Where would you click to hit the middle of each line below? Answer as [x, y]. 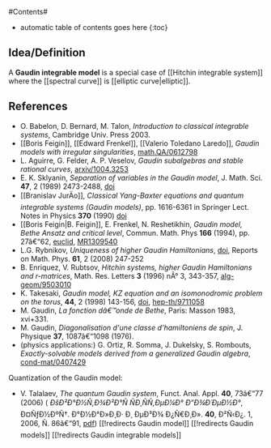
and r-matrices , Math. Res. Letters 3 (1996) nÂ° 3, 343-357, [119, 275]
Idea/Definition [47, 53]
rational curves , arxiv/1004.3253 [74, 169]
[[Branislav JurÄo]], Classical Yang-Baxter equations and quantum [132, 195]
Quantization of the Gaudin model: [66, 378]
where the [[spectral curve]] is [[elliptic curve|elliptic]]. [100, 81]
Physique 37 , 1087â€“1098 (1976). [77, 336]
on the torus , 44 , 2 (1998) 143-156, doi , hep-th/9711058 [112, 301]
